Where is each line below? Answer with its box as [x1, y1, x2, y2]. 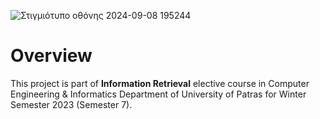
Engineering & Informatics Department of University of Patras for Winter [10, 88, 307, 100]
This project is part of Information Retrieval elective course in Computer [10, 77, 310, 89]
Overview [10, 45, 93, 67]
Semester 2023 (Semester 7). [10, 98, 133, 110]
